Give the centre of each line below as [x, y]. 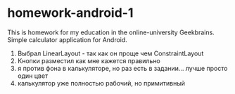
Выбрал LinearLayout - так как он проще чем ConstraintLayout [110, 53]
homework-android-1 [70, 13]
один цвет [33, 76]
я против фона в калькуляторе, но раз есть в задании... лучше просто [122, 68]
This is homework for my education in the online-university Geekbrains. [111, 32]
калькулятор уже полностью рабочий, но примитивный [101, 83]
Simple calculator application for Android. [68, 39]
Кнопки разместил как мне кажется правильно [89, 60]
